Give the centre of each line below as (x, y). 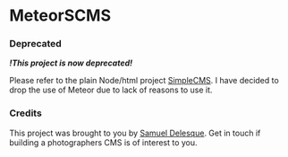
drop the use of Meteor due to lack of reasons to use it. (111, 90)
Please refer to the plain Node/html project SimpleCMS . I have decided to (144, 81)
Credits (25, 113)
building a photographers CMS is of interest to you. (104, 142)
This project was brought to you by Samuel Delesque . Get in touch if (135, 133)
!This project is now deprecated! (71, 63)
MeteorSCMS (60, 16)
